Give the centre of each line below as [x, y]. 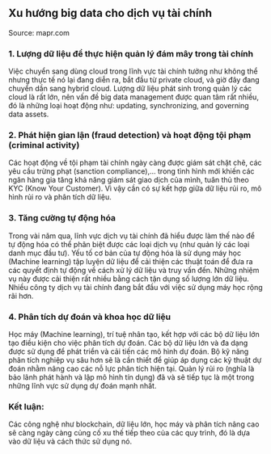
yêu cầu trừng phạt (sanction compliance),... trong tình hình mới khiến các [131, 171]
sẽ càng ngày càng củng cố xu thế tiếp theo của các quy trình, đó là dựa [129, 433]
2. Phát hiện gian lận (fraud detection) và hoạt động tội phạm [130, 135]
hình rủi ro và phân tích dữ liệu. [60, 197]
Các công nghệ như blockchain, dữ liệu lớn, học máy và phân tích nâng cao [134, 424]
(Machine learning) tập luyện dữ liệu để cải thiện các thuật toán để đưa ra [131, 261]
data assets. [29, 114]
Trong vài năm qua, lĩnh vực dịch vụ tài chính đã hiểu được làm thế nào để [131, 235]
